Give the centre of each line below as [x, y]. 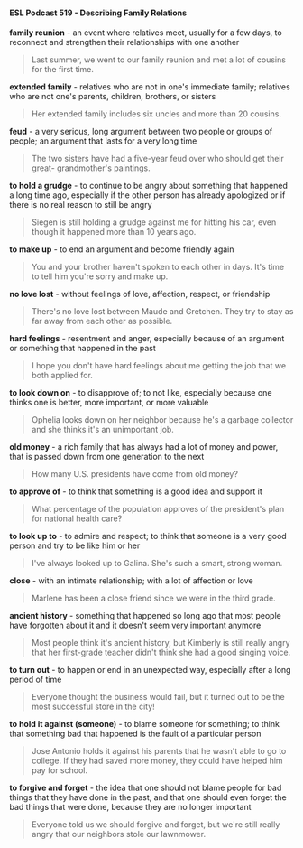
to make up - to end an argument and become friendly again [122, 249]
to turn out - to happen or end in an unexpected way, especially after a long [150, 670]
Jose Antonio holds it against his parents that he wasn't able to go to [159, 751]
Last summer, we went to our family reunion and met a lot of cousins [159, 60]
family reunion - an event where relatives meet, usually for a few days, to [146, 33]
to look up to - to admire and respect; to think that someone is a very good [148, 536]
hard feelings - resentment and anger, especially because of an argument [147, 339]
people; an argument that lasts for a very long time [103, 141]
